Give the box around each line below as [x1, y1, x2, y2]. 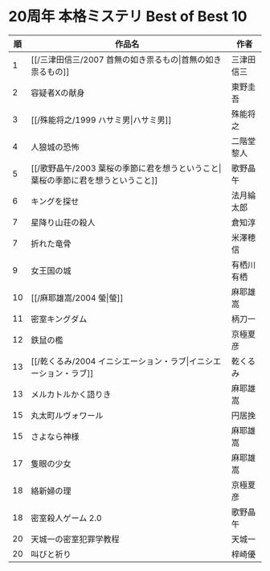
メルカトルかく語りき [31, 388, 112, 400]
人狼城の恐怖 [31, 142, 80, 153]
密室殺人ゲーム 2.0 [31, 512, 102, 524]
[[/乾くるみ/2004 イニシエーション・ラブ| [31, 355, 190, 367]
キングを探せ [31, 195, 80, 207]
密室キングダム [31, 313, 88, 324]
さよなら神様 [31, 431, 80, 442]
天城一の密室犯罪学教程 [31, 533, 120, 544]
